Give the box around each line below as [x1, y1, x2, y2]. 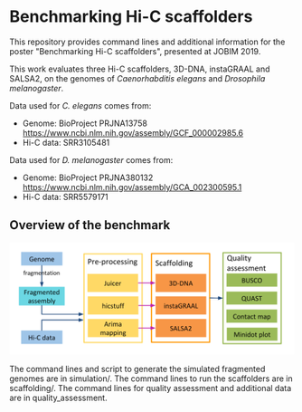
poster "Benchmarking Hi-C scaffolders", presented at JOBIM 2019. [9, 45, 261, 56]
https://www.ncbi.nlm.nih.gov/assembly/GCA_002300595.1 [22, 181, 242, 192]
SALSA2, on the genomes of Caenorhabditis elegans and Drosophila [9, 72, 266, 83]
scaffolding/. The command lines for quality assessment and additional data [9, 383, 292, 394]
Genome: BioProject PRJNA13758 [22, 118, 147, 129]
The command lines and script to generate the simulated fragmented [9, 364, 266, 375]
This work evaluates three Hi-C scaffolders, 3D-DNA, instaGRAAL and [9, 63, 270, 74]
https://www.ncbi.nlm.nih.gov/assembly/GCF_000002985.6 [22, 127, 244, 138]
